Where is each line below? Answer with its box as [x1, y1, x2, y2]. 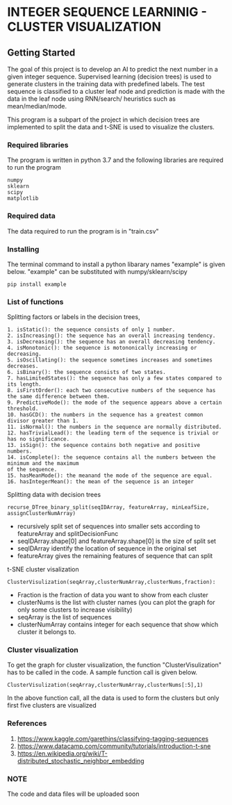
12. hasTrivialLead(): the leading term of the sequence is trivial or [7, 430, 219, 437]
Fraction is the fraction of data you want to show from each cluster [17, 591, 208, 599]
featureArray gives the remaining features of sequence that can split [17, 552, 213, 560]
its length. [7, 381, 42, 388]
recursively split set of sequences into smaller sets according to [17, 522, 200, 530]
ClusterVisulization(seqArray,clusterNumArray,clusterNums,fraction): [7, 578, 216, 586]
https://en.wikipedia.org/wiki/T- [17, 749, 108, 758]
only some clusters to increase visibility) [17, 605, 133, 614]
